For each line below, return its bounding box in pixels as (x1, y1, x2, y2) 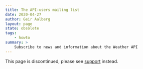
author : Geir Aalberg (5, 16, 51, 21)
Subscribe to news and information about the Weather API (14, 44, 138, 49)
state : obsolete (5, 26, 39, 31)
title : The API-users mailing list (5, 7, 80, 12)
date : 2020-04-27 (5, 12, 42, 17)
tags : (5, 30, 17, 35)
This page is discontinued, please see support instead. (5, 58, 118, 64)
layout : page (5, 21, 33, 26)
